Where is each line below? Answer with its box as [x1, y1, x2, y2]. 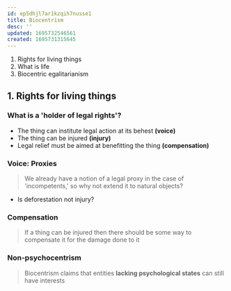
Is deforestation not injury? [17, 195, 95, 203]
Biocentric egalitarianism [17, 70, 89, 78]
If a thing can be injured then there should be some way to [24, 228, 192, 237]
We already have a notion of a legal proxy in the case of [24, 174, 184, 183]
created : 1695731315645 [7, 36, 77, 43]
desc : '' [7, 23, 33, 30]
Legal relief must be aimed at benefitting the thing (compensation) [17, 141, 209, 149]
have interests [24, 276, 65, 285]
